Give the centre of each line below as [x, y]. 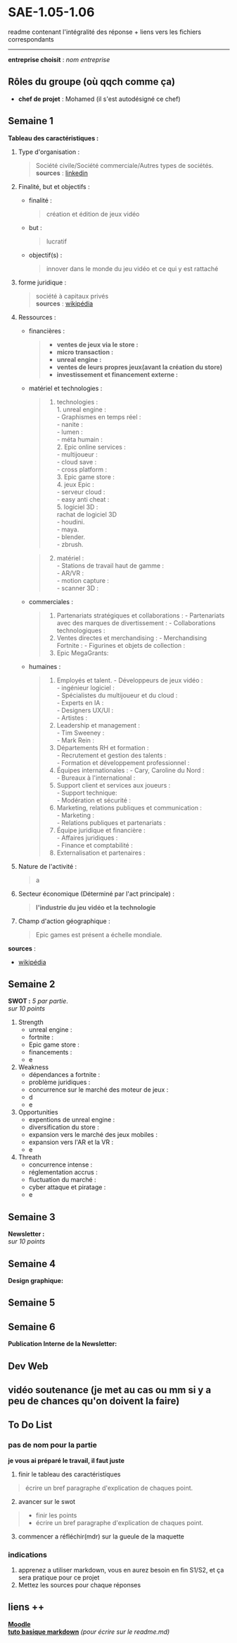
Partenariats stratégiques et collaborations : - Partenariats [141, 615]
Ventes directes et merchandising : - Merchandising [132, 638]
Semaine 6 [32, 1326]
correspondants [31, 39]
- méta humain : [79, 439]
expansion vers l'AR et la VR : [71, 1142]
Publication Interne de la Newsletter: [63, 1344]
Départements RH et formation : [103, 747]
